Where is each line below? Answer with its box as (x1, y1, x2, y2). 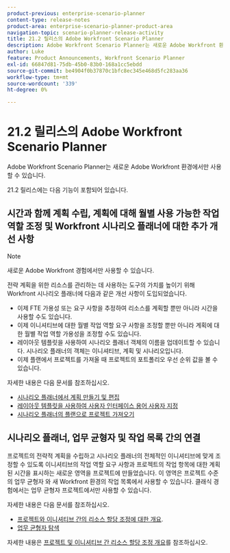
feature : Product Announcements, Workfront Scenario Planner (7, 55, 186, 62)
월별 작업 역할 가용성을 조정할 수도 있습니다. (24, 330, 142, 338)
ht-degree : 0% (7, 86, 48, 93)
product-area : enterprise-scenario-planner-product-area (7, 23, 173, 29)
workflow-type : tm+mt (7, 73, 69, 81)
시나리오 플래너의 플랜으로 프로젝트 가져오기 (16, 410, 135, 418)
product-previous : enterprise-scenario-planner (7, 10, 146, 17)
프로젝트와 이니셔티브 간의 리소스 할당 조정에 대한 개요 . (16, 515, 164, 523)
